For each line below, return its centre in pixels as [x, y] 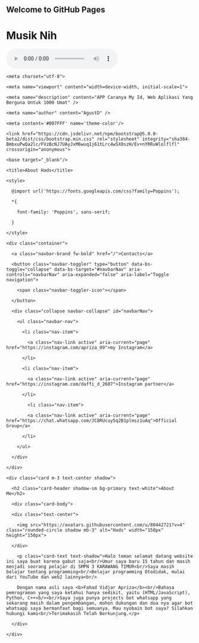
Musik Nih [32, 35]
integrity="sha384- [166, 139]
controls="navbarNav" [33, 275]
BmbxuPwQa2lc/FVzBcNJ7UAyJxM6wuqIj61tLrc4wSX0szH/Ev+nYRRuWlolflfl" [93, 145]
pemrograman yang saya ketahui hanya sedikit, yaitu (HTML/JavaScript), [98, 593]
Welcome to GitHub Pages [56, 10]
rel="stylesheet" [118, 139]
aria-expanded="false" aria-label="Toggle [116, 275]
